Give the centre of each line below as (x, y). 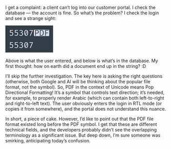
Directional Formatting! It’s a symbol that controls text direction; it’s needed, (85, 92)
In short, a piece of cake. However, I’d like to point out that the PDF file (79, 119)
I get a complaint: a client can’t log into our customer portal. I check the (81, 7)
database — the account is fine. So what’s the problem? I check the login (82, 13)
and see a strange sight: (31, 18)
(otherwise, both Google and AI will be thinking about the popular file (78, 81)
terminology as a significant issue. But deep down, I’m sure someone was (83, 135)
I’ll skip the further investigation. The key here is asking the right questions (84, 76)
